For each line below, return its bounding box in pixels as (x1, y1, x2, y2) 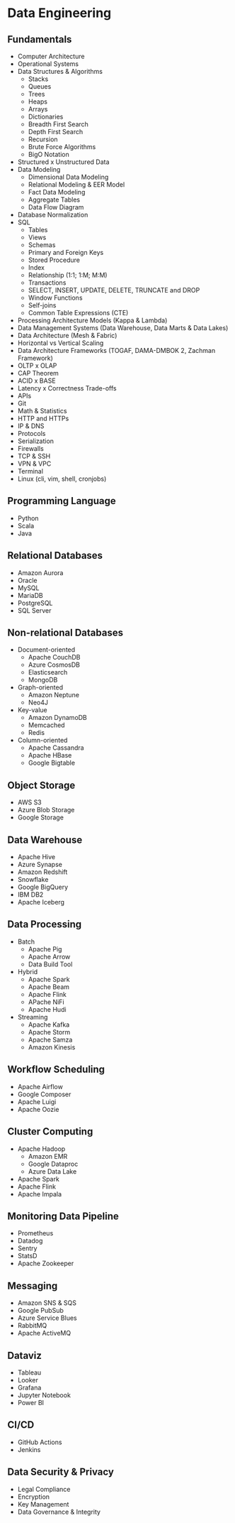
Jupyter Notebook (17, 1390, 71, 1399)
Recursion (28, 135, 58, 143)
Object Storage (7, 779, 76, 791)
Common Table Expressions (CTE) (28, 309, 129, 317)
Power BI (17, 1398, 45, 1407)
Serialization (17, 437, 55, 445)
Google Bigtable (28, 758, 76, 768)
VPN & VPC (17, 459, 52, 468)
